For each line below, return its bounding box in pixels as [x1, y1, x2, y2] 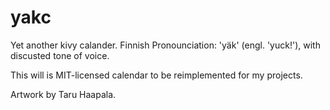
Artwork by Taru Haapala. [10, 88, 117, 100]
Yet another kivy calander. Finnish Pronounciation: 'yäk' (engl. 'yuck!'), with [10, 39, 321, 51]
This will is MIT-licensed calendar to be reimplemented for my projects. [10, 69, 303, 81]
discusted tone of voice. [10, 49, 110, 61]
